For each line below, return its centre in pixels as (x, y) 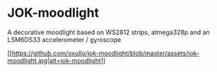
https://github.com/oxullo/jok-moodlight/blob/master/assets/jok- (106, 53)
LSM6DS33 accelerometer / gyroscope (64, 39)
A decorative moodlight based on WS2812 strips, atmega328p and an (108, 32)
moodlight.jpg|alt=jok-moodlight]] (57, 60)
